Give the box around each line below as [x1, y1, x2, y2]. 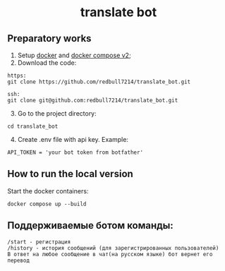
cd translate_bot [7, 123, 59, 130]
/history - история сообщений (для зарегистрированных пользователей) [7, 244, 219, 251]
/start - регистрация [7, 238, 71, 246]
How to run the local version [7, 168, 134, 180]
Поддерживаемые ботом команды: [7, 219, 174, 231]
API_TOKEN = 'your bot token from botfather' [7, 149, 143, 156]
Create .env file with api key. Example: [17, 135, 129, 143]
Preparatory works [7, 32, 92, 44]
